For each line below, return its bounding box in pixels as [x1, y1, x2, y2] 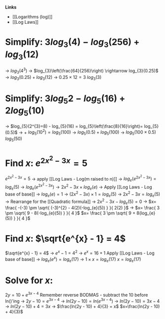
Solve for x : [5, 275, 53, 286]
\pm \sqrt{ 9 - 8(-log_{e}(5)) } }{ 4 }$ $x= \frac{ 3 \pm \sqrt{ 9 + [5, 210, 136, 216]
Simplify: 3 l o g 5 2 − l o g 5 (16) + [5, 93, 125, 106]
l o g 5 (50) [5, 135, 22, 143]
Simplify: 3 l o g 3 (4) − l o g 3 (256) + [5, 37, 140, 49]
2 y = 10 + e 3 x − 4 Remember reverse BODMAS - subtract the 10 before [5, 291, 148, 298]
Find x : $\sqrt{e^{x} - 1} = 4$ [5, 233, 126, 244]
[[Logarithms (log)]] [12, 14, 53, 19]
